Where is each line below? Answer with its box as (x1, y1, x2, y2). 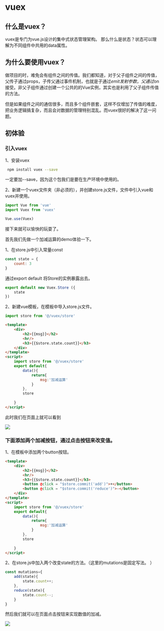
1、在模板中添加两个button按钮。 (5, 449, 72, 455)
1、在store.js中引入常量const (5, 247, 63, 252)
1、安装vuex (5, 157, 30, 163)
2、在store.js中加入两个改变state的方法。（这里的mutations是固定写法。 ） (5, 560, 155, 566)
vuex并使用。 (5, 193, 32, 199)
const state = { (5, 257, 38, 262)
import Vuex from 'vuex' (5, 208, 56, 212)
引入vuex (5, 145, 27, 152)
